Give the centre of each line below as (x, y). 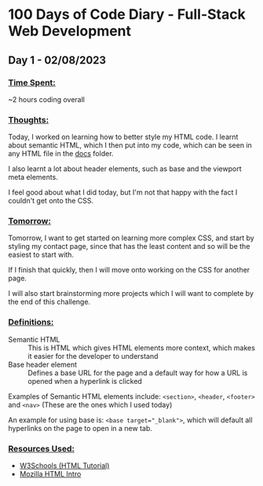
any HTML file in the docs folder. (61, 154)
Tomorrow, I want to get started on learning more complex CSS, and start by (131, 238)
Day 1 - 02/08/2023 (57, 60)
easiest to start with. (41, 255)
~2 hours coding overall (46, 99)
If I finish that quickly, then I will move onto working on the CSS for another (129, 270)
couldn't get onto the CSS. (51, 201)
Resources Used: (41, 448)
